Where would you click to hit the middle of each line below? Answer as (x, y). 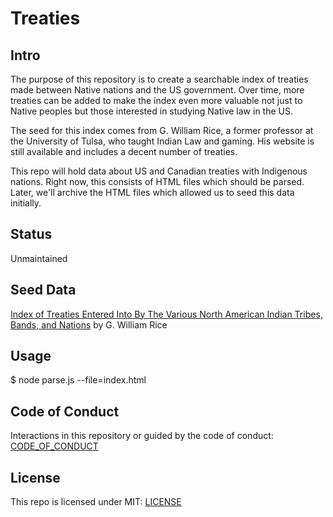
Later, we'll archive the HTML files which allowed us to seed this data (152, 192)
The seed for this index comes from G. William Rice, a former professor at (162, 130)
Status (31, 234)
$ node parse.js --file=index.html (78, 380)
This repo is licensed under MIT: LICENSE (96, 502)
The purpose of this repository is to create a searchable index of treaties (159, 79)
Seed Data (43, 290)
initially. (26, 203)
